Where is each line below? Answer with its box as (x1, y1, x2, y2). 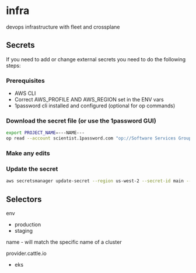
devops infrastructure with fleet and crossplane (6, 23, 121, 30)
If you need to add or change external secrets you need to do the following (6, 55, 186, 62)
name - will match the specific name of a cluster (6, 239, 122, 246)
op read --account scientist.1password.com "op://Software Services (6, 135, 176, 141)
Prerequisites (6, 76, 45, 85)
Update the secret (6, 164, 58, 173)
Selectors (6, 194, 42, 204)
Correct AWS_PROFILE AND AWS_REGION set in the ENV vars (14, 96, 164, 103)
